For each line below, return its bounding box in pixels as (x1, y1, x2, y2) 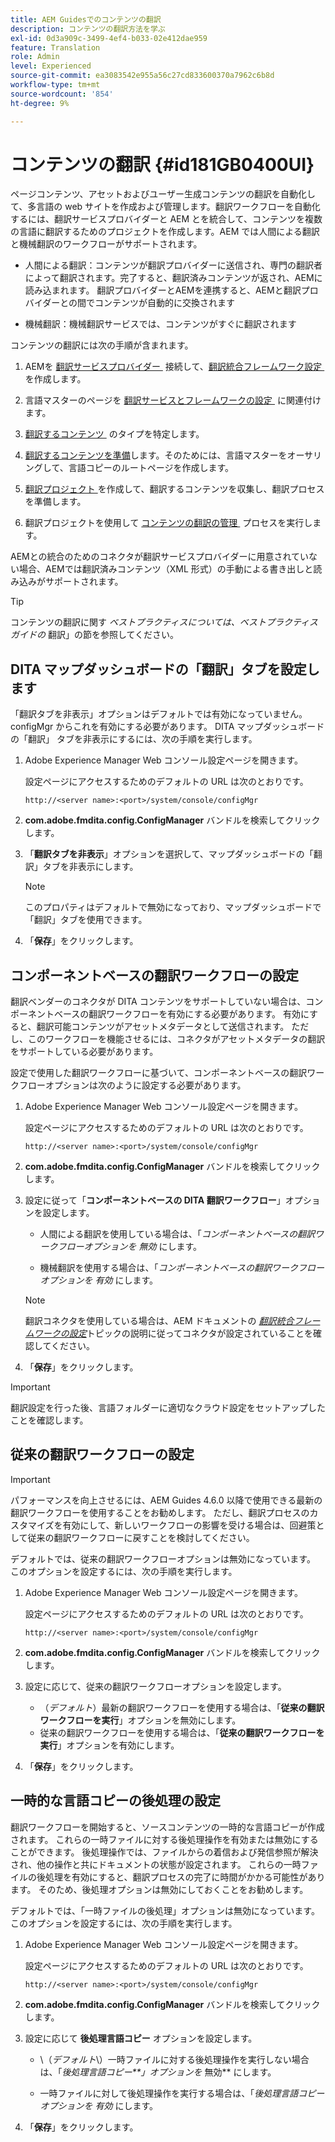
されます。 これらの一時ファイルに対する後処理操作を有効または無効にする (10, 1833, 319, 1845)
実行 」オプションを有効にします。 (39, 1739, 180, 1751)
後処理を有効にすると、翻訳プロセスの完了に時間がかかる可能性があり (36, 1871, 326, 1883)
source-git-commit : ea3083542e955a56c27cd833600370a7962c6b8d (10, 71, 275, 81)
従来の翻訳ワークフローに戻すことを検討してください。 (27, 1531, 255, 1543)
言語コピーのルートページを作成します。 (68, 462, 234, 474)
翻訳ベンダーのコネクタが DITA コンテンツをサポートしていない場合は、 (10, 996, 307, 1008)
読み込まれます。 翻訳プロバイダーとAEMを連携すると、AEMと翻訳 (24, 284, 302, 296)
